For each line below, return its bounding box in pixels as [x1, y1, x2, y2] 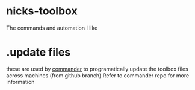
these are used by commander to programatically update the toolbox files [6, 65, 188, 72]
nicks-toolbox [6, 4, 78, 18]
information [6, 78, 35, 85]
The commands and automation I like [6, 24, 98, 31]
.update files [6, 45, 71, 59]
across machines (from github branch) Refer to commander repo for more [6, 71, 190, 79]
